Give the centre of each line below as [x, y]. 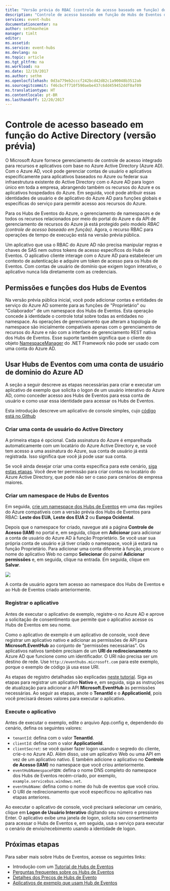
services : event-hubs [28, 19]
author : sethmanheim [27, 29]
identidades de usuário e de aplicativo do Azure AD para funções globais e [83, 198]
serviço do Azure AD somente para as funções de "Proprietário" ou [75, 305]
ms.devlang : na [21, 52]
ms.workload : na [22, 67]
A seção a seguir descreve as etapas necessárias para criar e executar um [83, 384]
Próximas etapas [32, 845]
